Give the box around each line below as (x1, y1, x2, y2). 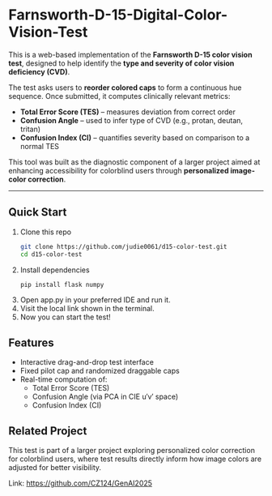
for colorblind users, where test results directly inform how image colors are (8, 454, 261, 464)
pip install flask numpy (19, 280, 104, 289)
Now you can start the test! (19, 312, 111, 322)
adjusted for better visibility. (8, 463, 102, 472)
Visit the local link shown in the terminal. (19, 304, 155, 314)
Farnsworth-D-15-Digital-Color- (8, 6, 228, 24)
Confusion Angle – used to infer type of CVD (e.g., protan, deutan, (19, 115, 244, 125)
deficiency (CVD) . (8, 66, 70, 76)
